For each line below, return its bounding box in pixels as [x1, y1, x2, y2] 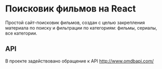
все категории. [5, 30, 38, 36]
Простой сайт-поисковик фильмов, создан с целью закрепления [5, 19, 145, 25]
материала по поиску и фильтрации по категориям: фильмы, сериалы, [5, 24, 157, 30]
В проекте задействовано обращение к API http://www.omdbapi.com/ [5, 58, 154, 64]
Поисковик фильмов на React [5, 3, 136, 14]
